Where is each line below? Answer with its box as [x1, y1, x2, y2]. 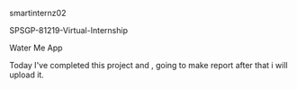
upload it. [9, 69, 45, 80]
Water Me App [9, 42, 63, 53]
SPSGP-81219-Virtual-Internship [9, 25, 129, 35]
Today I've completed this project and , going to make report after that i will [9, 60, 288, 70]
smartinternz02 [9, 8, 67, 18]
